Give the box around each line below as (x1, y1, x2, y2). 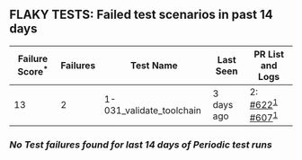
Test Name (129, 58, 178, 71)
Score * (17, 64, 49, 78)
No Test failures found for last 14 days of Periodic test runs (9, 138, 272, 151)
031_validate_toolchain (103, 104, 202, 117)
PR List (253, 48, 285, 60)
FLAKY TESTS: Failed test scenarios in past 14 (9, 7, 273, 22)
